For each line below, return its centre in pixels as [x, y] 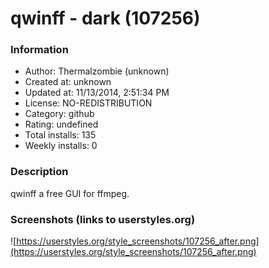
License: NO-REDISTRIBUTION [88, 103]
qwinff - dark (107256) [105, 18]
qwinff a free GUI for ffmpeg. [70, 193]
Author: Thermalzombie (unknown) [97, 71]
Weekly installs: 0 [61, 146]
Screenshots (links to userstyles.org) [103, 219]
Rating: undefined [61, 124]
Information [39, 50]
